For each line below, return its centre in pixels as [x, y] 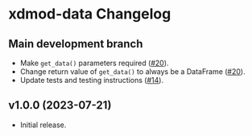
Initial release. [43, 125]
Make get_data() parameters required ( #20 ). [94, 63]
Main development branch [76, 44]
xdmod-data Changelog [90, 14]
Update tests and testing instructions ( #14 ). [91, 80]
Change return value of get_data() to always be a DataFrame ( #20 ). [132, 72]
